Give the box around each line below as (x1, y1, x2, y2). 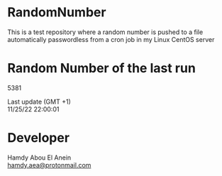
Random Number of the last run (7, 60, 196, 77)
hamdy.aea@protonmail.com (7, 160, 91, 169)
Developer (7, 130, 70, 146)
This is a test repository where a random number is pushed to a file (7, 28, 204, 36)
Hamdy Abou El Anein (7, 153, 72, 162)
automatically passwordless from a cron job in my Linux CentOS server (7, 35, 215, 43)
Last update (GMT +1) (7, 97, 71, 106)
